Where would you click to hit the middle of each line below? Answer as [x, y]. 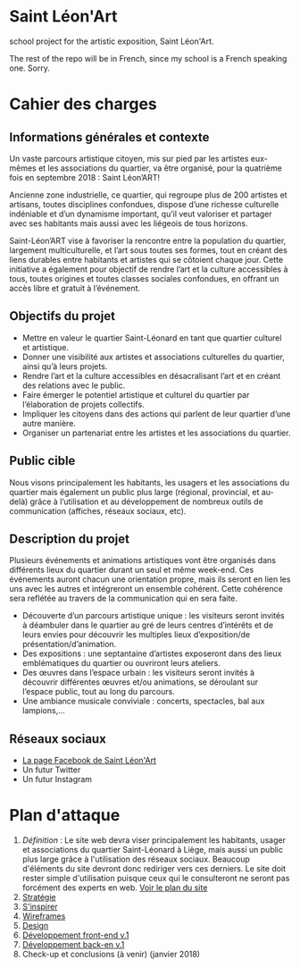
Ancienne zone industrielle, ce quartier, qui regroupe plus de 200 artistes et [148, 195]
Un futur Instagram [57, 779]
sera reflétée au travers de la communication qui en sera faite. [124, 598]
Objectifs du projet [62, 316]
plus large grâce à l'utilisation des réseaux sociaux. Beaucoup [136, 859]
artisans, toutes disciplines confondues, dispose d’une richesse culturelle [144, 204]
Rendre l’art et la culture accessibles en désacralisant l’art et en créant [151, 375]
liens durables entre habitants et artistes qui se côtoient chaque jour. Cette [146, 259]
